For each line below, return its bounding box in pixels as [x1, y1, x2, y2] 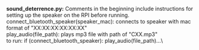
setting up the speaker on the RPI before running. [6, 11, 130, 19]
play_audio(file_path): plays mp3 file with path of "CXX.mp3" [6, 31, 158, 38]
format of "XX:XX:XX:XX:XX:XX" [6, 24, 87, 31]
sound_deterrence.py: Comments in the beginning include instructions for [6, 5, 194, 12]
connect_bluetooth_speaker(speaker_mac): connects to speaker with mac [6, 18, 191, 25]
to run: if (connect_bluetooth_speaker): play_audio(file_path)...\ [6, 37, 163, 44]
